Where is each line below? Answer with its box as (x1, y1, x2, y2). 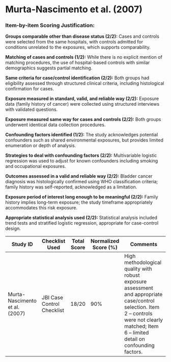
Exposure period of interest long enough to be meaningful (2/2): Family (5, 194, 159, 200)
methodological (124, 259, 162, 266)
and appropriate (124, 291, 163, 298)
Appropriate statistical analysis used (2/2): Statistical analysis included (5, 214, 158, 221)
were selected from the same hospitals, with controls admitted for (5, 39, 144, 45)
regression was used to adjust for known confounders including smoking (5, 158, 158, 164)
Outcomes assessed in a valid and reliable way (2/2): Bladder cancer (5, 173, 153, 179)
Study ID (12, 241, 33, 248)
